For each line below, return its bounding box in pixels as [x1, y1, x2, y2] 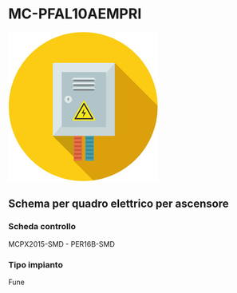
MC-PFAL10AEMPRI [8, 5, 142, 23]
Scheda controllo [8, 221, 76, 232]
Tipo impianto [8, 259, 64, 270]
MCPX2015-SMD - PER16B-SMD [8, 239, 116, 248]
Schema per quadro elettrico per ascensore [8, 197, 229, 211]
